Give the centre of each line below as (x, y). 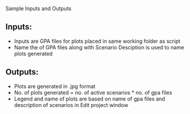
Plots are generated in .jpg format (55, 86)
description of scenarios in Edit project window (71, 105)
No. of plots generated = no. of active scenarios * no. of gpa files (93, 92)
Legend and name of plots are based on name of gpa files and (89, 99)
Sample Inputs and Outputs (39, 9)
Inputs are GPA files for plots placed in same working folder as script (97, 41)
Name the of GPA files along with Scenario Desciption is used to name (99, 47)
